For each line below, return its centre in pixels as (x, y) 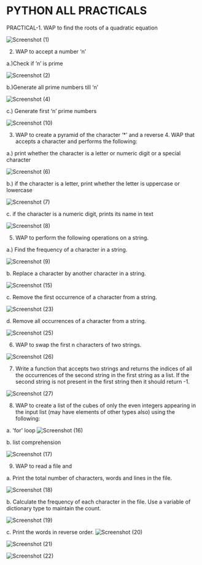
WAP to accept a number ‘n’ (51, 51)
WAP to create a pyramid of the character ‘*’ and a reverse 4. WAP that (105, 134)
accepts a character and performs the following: (76, 141)
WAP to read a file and (44, 466)
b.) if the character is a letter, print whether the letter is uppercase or (93, 183)
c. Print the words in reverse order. (50, 532)
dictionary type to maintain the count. (54, 508)
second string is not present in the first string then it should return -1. (103, 381)
